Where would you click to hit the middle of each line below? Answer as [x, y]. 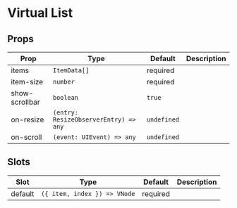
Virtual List [40, 13]
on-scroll [26, 137]
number [64, 82]
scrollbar [25, 102]
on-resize [28, 119]
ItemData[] [71, 71]
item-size [27, 82]
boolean [66, 97]
